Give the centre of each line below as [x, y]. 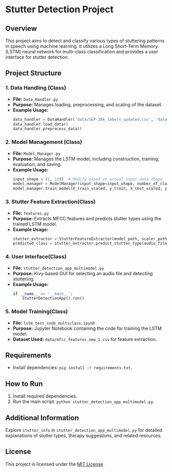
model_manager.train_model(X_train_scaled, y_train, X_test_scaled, [88, 188]
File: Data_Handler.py [35, 99]
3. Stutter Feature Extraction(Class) [51, 202]
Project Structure [33, 73]
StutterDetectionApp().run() [53, 298]
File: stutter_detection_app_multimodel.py [58, 268]
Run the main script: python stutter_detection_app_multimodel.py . [84, 402]
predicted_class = [32, 243]
